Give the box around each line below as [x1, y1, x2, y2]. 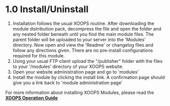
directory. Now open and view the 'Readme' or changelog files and [12, 42, 154, 48]
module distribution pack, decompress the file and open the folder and [12, 25, 162, 31]
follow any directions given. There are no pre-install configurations [12, 47, 153, 53]
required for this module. [12, 52, 65, 59]
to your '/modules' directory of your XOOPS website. [12, 63, 124, 69]
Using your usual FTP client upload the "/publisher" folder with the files [12, 58, 163, 64]
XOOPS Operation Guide [5, 95, 58, 101]
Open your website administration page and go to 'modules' [12, 68, 139, 75]
